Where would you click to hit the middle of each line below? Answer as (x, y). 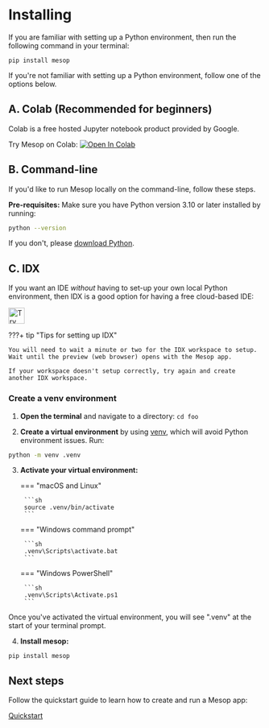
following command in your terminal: (69, 45)
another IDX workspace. (48, 378)
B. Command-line (53, 170)
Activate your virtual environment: (79, 470)
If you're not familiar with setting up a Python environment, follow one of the (134, 75)
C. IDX (24, 269)
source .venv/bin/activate (69, 508)
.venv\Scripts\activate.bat (71, 552)
